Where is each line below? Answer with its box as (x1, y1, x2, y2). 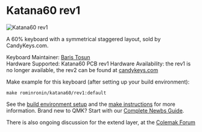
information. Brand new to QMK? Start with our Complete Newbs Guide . (6, 107, 185, 114)
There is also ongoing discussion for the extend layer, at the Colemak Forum (6, 119, 196, 126)
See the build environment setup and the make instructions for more (6, 101, 176, 108)
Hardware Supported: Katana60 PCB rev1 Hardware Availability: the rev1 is (6, 60, 191, 67)
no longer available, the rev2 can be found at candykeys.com (6, 66, 159, 73)
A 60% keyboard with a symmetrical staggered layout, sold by (6, 35, 161, 42)
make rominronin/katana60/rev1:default (6, 90, 107, 96)
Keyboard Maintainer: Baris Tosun (6, 53, 90, 61)
